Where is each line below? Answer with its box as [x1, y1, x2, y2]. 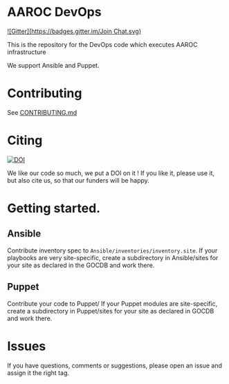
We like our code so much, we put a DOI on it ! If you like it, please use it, [7, 169, 215, 177]
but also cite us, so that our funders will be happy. [7, 176, 150, 184]
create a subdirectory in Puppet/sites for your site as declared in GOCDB [7, 307, 214, 315]
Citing [7, 133, 43, 149]
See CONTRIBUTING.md [7, 108, 77, 116]
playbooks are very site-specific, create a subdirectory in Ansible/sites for [7, 253, 219, 262]
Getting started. [7, 201, 101, 216]
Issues [7, 338, 46, 354]
